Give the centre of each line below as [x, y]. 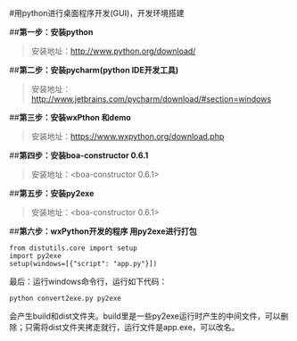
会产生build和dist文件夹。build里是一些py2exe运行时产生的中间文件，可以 [145, 316]
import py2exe [36, 256]
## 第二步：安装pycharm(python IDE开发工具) [94, 70]
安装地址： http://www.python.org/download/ [113, 51]
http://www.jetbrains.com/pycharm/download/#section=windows [151, 99]
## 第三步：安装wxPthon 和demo [70, 117]
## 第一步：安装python [51, 32]
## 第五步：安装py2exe [52, 193]
